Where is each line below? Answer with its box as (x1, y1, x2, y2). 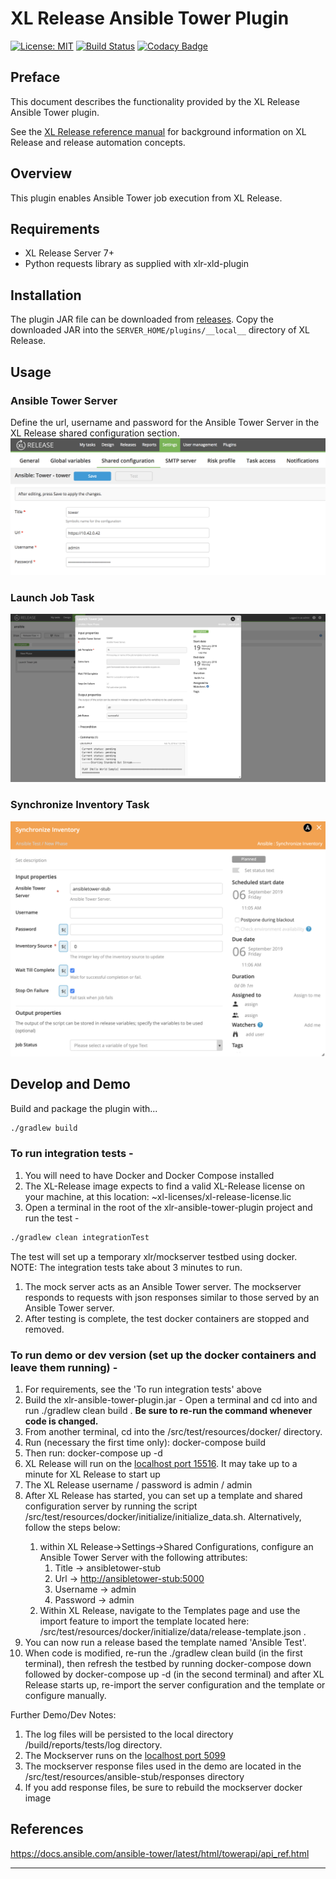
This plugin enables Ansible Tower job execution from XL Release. (10, 192, 283, 204)
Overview (10, 165, 73, 182)
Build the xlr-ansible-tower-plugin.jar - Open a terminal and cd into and (24, 1393, 318, 1406)
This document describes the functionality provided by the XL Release (10, 95, 300, 107)
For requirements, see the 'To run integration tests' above (24, 1383, 262, 1395)
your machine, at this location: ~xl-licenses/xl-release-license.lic (24, 1190, 292, 1202)
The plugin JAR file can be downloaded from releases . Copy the (10, 313, 274, 326)
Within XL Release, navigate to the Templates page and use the (39, 1604, 301, 1616)
